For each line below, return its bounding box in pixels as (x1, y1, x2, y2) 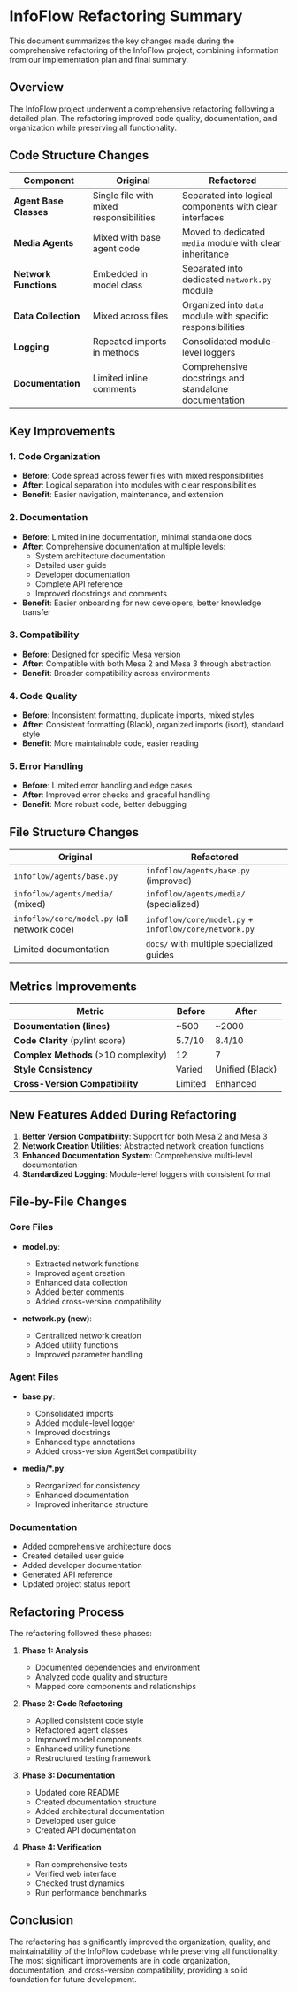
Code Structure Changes (9, 148, 149, 163)
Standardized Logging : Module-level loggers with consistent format (21, 1168, 271, 1179)
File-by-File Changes (9, 1195, 128, 1210)
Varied (175, 1064, 203, 1076)
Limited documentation (13, 943, 110, 956)
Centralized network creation (34, 1330, 141, 1341)
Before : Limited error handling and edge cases (21, 781, 193, 791)
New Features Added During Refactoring (9, 1108, 237, 1123)
